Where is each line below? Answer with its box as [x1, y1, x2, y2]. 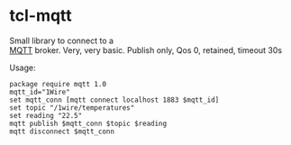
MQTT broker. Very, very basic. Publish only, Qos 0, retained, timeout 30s [9, 44, 282, 55]
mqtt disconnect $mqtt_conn [9, 127, 115, 136]
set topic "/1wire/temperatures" [9, 103, 135, 113]
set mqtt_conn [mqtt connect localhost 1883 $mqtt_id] [9, 95, 220, 104]
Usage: [9, 62, 36, 73]
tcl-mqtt [9, 5, 72, 26]
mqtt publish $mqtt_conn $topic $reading [9, 119, 168, 128]
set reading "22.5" [9, 111, 83, 120]
